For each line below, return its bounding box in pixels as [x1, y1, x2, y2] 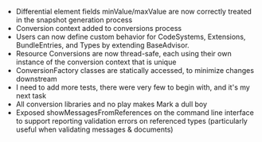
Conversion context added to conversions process [15, 24, 182, 33]
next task [15, 91, 46, 100]
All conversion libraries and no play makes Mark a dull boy [15, 99, 208, 109]
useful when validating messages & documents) [15, 125, 174, 134]
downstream [15, 75, 57, 83]
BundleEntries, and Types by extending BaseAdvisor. [15, 40, 190, 50]
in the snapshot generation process [15, 15, 133, 25]
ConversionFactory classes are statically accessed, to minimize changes [15, 66, 255, 75]
